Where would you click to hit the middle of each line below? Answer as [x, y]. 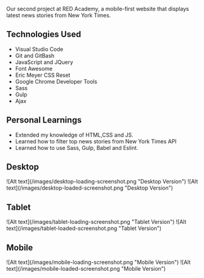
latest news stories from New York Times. [59, 15]
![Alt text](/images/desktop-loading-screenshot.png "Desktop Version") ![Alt [102, 182]
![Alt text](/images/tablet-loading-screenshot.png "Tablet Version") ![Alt [97, 222]
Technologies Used [44, 34]
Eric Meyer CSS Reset [43, 75]
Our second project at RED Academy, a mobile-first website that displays [98, 9]
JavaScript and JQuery [44, 62]
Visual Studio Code [39, 49]
